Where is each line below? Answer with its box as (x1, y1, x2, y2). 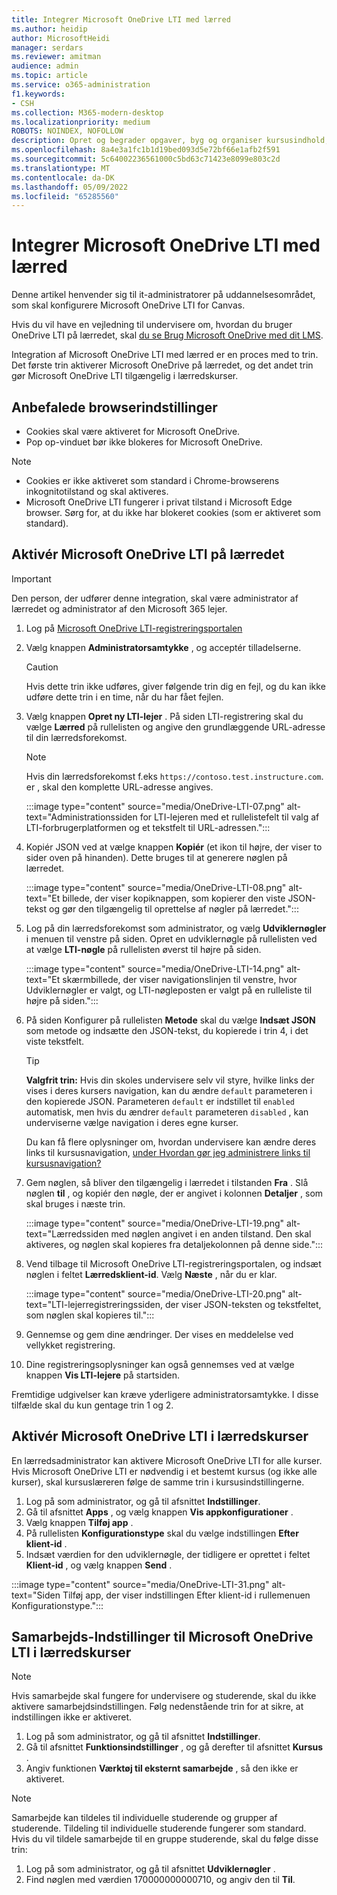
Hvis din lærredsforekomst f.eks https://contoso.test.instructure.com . (25, 770, 324, 782)
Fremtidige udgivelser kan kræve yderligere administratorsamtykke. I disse (11, 1388, 319, 1400)
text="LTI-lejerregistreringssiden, (25, 1298, 163, 1310)
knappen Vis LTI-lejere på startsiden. (25, 1369, 181, 1381)
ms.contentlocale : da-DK (11, 172, 115, 183)
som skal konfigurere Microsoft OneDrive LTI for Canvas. (11, 299, 246, 311)
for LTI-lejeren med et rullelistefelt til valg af (139, 811, 320, 823)
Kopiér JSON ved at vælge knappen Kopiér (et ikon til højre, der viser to (25, 841, 323, 853)
